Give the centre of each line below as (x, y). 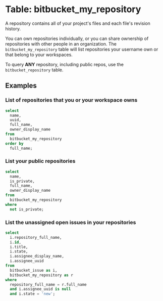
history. (13, 28)
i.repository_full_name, (36, 237)
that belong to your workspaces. (39, 55)
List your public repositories (40, 161)
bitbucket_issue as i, (34, 270)
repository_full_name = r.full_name (48, 284)
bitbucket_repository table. (34, 70)
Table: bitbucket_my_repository (73, 9)
